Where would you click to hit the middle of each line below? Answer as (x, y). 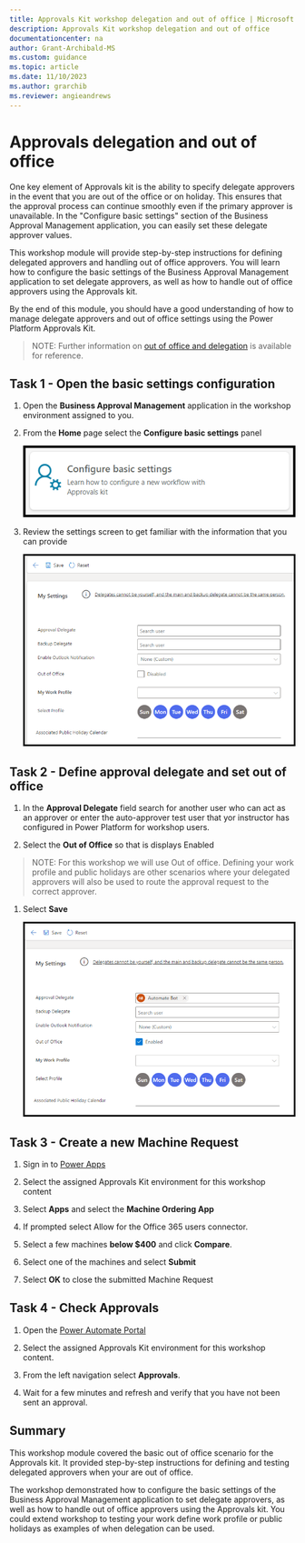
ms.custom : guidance (49, 58)
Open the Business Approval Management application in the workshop (157, 406)
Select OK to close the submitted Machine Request (118, 1280)
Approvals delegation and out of (133, 142)
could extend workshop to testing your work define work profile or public (146, 1518)
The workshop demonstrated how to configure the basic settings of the (143, 1489)
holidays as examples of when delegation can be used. (112, 1528)
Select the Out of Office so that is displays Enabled (118, 845)
